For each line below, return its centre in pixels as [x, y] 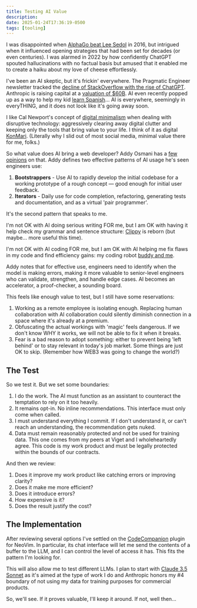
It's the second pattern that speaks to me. [57, 214]
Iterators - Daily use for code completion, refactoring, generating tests [100, 196]
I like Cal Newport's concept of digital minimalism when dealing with [89, 117]
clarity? [24, 481]
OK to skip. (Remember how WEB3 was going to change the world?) [97, 352]
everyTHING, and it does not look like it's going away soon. [78, 106]
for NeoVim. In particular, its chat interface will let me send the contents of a [98, 545]
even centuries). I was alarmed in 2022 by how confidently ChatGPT [89, 57]
